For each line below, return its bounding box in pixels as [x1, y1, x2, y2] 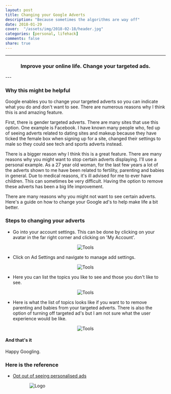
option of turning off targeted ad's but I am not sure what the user [12, 310, 151, 316]
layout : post [5, 7, 33, 13]
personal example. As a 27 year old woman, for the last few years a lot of [5, 162, 158, 168]
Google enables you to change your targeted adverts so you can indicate [5, 98, 158, 105]
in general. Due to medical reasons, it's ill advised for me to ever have [5, 172, 152, 179]
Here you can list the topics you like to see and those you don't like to [12, 274, 159, 280]
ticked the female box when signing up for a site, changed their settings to [5, 136, 161, 142]
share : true [5, 41, 31, 46]
